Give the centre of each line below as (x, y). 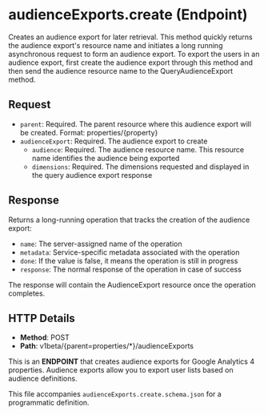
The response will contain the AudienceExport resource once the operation (132, 284)
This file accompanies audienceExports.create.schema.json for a (115, 394)
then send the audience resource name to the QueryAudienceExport (121, 71)
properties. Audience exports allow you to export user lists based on (121, 370)
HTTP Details (42, 318)
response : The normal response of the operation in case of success (130, 269)
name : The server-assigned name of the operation (101, 244)
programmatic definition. (49, 403)
